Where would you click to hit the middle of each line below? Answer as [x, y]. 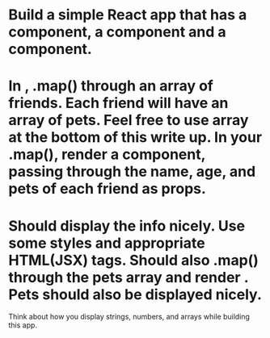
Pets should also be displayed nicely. [135, 294]
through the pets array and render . [129, 277]
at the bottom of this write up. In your [135, 138]
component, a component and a [117, 32]
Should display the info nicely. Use [127, 225]
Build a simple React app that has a [128, 15]
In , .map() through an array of [111, 86]
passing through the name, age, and [132, 172]
